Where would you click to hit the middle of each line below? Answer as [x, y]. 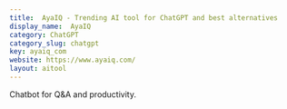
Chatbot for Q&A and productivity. [73, 94]
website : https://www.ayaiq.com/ [73, 60]
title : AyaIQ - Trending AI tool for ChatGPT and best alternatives [144, 18]
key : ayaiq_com [38, 52]
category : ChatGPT [44, 35]
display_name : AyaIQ [50, 26]
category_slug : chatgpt [54, 43]
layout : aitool [38, 69]
